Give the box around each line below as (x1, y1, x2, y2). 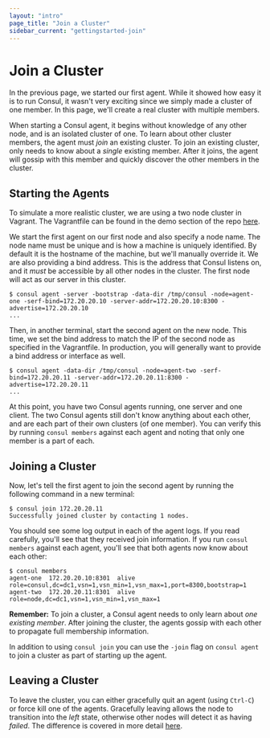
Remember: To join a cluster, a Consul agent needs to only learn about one (9, 609, 258, 619)
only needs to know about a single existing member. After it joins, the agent (9, 146, 259, 156)
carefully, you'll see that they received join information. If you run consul (9, 534, 248, 543)
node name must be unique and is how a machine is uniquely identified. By (9, 240, 257, 250)
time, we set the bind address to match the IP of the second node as (9, 334, 235, 344)
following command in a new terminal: (9, 489, 135, 498)
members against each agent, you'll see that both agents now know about (9, 543, 248, 552)
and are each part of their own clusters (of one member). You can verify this (9, 419, 262, 428)
